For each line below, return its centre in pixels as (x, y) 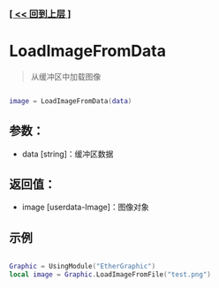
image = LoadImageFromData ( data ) (71, 101)
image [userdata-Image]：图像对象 (85, 207)
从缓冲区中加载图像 (66, 76)
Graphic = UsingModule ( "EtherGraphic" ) (83, 267)
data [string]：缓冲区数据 (68, 154)
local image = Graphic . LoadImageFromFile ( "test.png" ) (110, 275)
